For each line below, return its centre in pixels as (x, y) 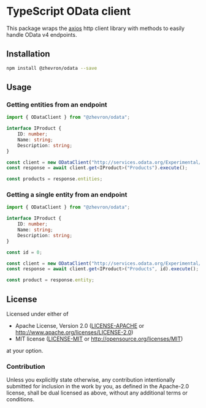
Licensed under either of (37, 314)
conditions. (21, 399)
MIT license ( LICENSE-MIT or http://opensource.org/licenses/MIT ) (99, 339)
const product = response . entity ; (51, 280)
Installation (28, 54)
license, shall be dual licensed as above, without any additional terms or (97, 393)
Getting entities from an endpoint (57, 104)
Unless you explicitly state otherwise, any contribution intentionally (91, 380)
